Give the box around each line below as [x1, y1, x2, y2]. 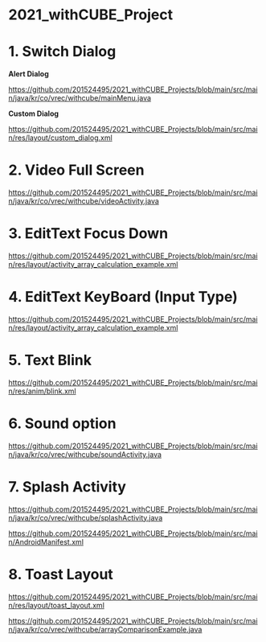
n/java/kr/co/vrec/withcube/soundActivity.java [8, 449, 162, 459]
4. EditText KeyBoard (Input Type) [8, 288, 239, 307]
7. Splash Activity [8, 478, 127, 496]
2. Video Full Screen [8, 161, 145, 179]
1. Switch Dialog [8, 43, 117, 61]
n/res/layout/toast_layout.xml [8, 600, 104, 610]
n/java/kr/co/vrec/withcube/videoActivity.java [8, 196, 159, 206]
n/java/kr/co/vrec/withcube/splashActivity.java [8, 512, 163, 522]
